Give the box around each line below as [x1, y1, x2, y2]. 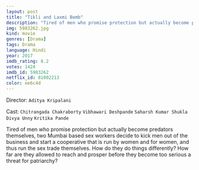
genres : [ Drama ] [6, 36, 46, 42]
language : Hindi [6, 47, 46, 53]
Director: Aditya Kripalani [6, 97, 72, 104]
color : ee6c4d [6, 81, 41, 86]
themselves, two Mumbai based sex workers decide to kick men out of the [6, 132, 188, 139]
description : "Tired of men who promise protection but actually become [6, 20, 190, 25]
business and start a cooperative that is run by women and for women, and [6, 139, 190, 145]
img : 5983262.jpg [6, 25, 49, 31]
